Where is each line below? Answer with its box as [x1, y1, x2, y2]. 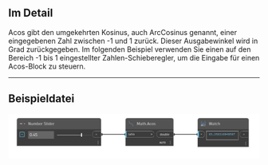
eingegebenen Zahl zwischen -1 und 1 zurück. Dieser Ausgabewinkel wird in [8, 36, 258, 45]
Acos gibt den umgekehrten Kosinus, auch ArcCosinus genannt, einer [8, 27, 238, 37]
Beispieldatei [8, 92, 75, 106]
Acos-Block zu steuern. [8, 61, 86, 71]
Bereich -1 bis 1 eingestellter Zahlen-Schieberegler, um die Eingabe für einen [8, 53, 260, 62]
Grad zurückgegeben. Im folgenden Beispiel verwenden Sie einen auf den [8, 44, 251, 54]
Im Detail [8, 6, 53, 20]
